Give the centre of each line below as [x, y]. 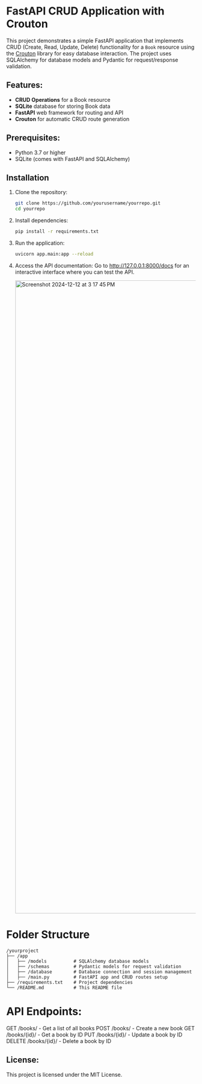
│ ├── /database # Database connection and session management [99, 972]
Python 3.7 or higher [40, 153]
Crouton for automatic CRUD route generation [72, 119]
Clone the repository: [41, 192]
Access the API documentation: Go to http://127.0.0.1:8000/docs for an [102, 265]
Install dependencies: [41, 221]
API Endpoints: [44, 1012]
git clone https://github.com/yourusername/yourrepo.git [88, 203]
